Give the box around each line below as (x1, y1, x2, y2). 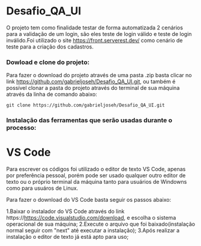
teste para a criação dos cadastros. (6, 43, 94, 50)
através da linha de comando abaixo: (6, 91, 97, 98)
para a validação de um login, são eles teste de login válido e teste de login (6, 30, 192, 37)
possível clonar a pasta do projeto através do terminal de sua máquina (6, 84, 180, 92)
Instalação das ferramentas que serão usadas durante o (6, 116, 173, 124)
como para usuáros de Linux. (6, 184, 79, 192)
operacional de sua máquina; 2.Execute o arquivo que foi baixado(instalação (6, 220, 196, 228)
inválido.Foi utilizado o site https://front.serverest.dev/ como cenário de (6, 37, 183, 44)
